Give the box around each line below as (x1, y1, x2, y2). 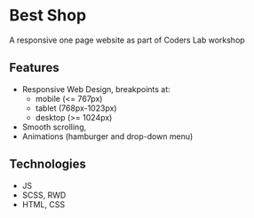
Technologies (9, 157, 87, 172)
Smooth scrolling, (21, 121, 87, 132)
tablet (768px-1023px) (35, 103, 117, 113)
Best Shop (9, 5, 87, 26)
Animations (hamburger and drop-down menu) (21, 130, 194, 142)
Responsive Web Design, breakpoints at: (21, 83, 171, 94)
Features (9, 60, 60, 75)
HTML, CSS (21, 199, 65, 209)
